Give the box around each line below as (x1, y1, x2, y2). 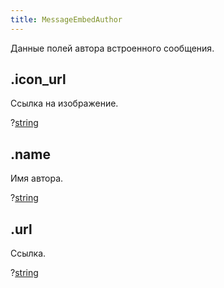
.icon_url (10, 71, 67, 88)
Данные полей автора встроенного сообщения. (10, 42, 215, 54)
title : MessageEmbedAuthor (10, 14, 123, 25)
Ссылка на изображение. (10, 97, 119, 110)
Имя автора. (10, 172, 64, 185)
